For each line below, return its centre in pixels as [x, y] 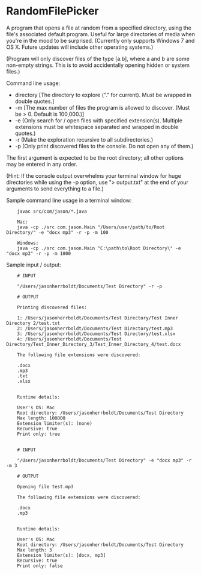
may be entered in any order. [42, 164]
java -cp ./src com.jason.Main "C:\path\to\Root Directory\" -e [99, 248]
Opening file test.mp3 [45, 486]
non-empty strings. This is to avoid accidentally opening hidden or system [98, 65]
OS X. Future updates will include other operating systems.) [80, 47]
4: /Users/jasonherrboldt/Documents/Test [69, 339]
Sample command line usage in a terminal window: [69, 200]
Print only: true [39, 434]
